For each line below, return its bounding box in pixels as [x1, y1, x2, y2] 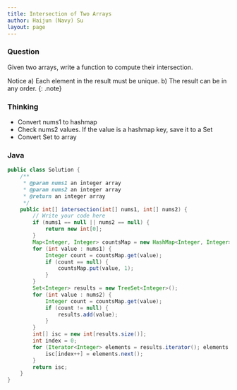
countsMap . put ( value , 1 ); [57, 265, 134, 272]
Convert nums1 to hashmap [17, 117, 97, 126]
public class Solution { [7, 167, 80, 174]
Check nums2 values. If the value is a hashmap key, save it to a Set [17, 125, 213, 134]
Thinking [7, 102, 39, 112]
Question [7, 47, 40, 57]
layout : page [7, 23, 46, 30]
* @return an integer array [23, 192, 106, 200]
